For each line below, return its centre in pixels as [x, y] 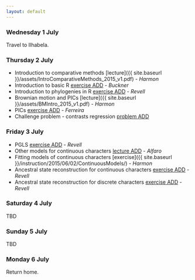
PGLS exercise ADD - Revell [48, 144]
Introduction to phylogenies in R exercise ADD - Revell [80, 92]
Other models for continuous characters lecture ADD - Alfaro [88, 151]
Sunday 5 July [27, 231]
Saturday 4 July [29, 203]
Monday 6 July [28, 259]
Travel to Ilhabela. [28, 45]
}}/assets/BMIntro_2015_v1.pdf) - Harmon [65, 104]
